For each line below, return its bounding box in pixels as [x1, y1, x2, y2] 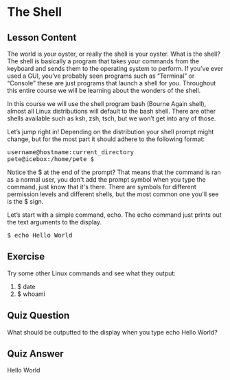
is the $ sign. [7, 198, 44, 205]
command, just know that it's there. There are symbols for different [7, 183, 197, 191]
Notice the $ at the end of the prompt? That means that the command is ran [7, 168, 221, 176]
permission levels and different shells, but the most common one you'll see [7, 190, 219, 198]
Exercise [7, 251, 45, 262]
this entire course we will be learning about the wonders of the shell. [7, 87, 201, 94]
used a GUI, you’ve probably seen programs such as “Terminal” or [7, 72, 195, 80]
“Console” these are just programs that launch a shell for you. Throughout [7, 79, 216, 87]
